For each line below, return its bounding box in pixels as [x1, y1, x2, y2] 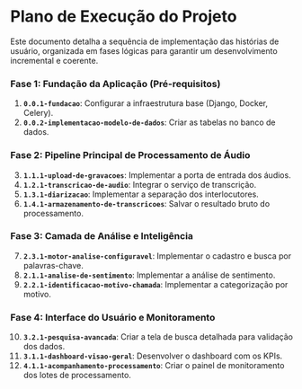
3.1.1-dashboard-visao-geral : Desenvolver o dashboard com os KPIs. [22, 350, 283, 361]
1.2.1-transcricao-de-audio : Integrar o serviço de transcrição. [22, 179, 257, 190]
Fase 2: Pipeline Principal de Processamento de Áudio [10, 149, 251, 162]
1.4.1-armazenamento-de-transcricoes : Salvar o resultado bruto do [22, 198, 271, 208]
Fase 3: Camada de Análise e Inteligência [10, 230, 194, 243]
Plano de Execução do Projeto [10, 6, 237, 27]
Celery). [22, 108, 54, 119]
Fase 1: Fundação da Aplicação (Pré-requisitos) [10, 77, 221, 90]
